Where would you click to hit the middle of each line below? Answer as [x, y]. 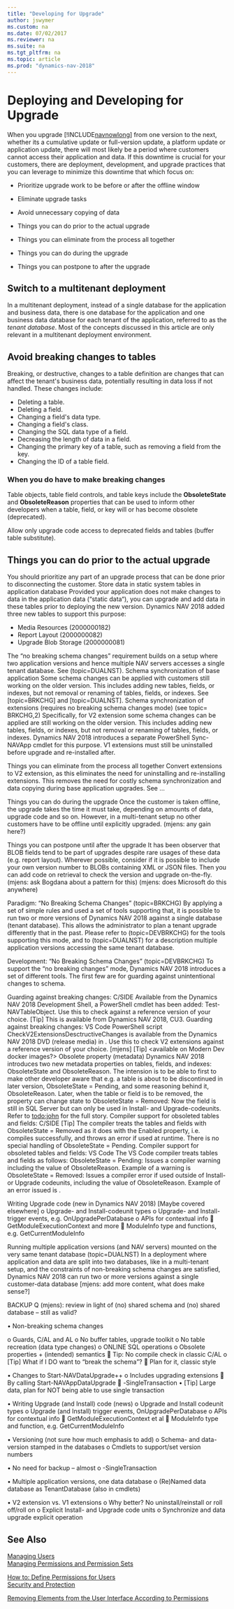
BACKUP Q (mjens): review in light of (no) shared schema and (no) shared [114, 1305]
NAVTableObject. [32, 1012]
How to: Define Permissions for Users [61, 1578]
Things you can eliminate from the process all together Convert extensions [115, 766]
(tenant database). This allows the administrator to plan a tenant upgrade [112, 925]
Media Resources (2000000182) [64, 628]
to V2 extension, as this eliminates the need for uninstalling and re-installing [116, 774]
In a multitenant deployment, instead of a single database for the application [117, 305]
